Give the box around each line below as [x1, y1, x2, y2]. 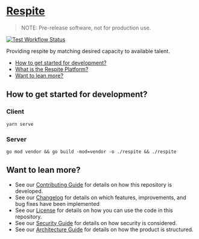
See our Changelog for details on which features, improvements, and [14, 194, 186, 201]
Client [6, 107, 24, 116]
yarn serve [6, 121, 34, 127]
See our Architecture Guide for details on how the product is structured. [14, 226, 194, 233]
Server [6, 135, 27, 143]
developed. [14, 187, 43, 194]
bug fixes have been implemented [14, 200, 99, 207]
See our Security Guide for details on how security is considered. [14, 219, 177, 226]
